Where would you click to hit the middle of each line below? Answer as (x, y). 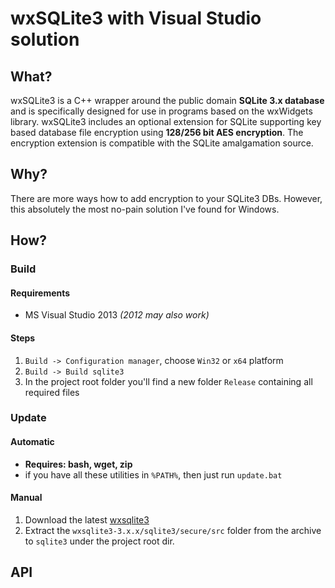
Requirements (40, 293)
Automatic (32, 442)
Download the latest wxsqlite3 (87, 519)
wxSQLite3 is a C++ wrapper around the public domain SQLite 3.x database (167, 100)
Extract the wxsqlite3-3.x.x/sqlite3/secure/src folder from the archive (173, 530)
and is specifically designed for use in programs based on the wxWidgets (161, 111)
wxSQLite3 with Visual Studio (136, 18)
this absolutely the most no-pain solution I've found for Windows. (145, 209)
